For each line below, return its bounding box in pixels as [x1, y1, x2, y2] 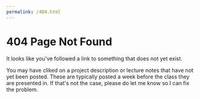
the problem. [6, 86, 38, 93]
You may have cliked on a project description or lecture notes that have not [6, 66, 194, 74]
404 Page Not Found [6, 34, 113, 48]
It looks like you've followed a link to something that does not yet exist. [6, 55, 183, 62]
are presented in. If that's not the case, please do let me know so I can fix [6, 79, 190, 86]
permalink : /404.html [6, 8, 61, 15]
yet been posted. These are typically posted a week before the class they [6, 73, 190, 80]
